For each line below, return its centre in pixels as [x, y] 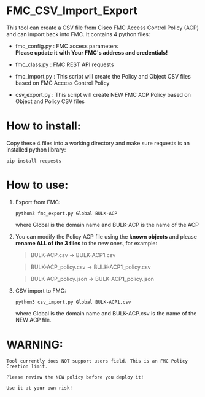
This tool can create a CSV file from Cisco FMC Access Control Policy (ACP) [103, 28]
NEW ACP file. [33, 320]
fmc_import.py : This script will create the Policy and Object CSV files [103, 76]
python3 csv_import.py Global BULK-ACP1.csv [73, 302]
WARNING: [35, 345]
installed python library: [36, 149]
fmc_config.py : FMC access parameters [67, 46]
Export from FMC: [38, 202]
